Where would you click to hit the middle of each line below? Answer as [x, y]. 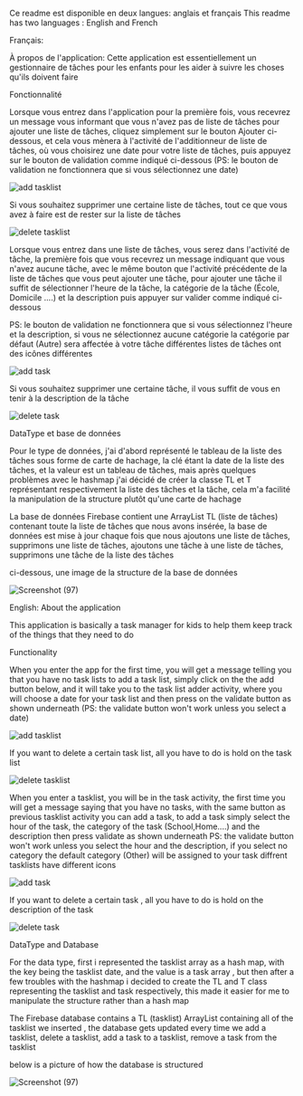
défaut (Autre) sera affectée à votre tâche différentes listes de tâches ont [146, 344]
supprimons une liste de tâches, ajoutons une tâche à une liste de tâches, [147, 545]
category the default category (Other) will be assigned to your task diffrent [148, 855]
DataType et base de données [65, 433]
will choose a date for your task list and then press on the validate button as [151, 699]
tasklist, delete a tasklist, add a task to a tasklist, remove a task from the [143, 1037]
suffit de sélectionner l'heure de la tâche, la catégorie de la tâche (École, [145, 288]
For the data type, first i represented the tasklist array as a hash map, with [147, 962]
